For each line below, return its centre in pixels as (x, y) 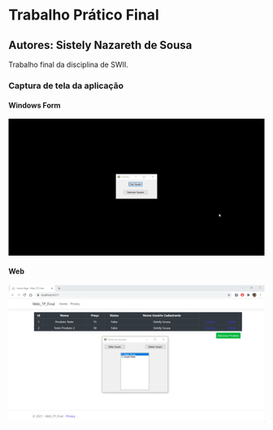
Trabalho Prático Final (84, 15)
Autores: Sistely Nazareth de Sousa (100, 45)
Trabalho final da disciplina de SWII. (68, 64)
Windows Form (35, 105)
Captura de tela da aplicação (66, 86)
